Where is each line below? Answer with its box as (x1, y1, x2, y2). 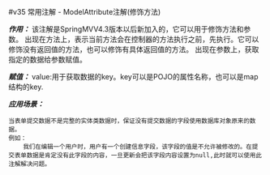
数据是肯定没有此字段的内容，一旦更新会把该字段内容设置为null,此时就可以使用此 (26, 152, 262, 160)
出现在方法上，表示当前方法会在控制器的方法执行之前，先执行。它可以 (24, 35, 259, 44)
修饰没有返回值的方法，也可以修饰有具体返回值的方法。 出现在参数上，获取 (8, 45, 259, 54)
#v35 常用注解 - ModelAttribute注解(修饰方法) (8, 7, 161, 16)
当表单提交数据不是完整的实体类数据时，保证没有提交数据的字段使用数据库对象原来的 (8, 117, 250, 125)
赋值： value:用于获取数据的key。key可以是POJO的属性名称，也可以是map (8, 72, 259, 81)
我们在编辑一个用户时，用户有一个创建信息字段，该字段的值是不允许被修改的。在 (23, 143, 253, 151)
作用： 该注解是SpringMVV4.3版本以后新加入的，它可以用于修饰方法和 (8, 24, 244, 34)
